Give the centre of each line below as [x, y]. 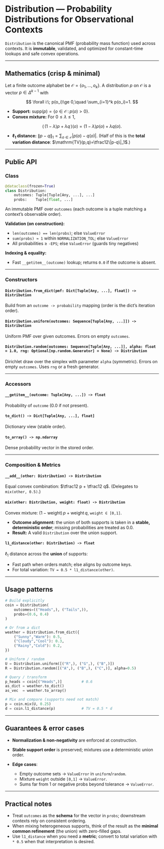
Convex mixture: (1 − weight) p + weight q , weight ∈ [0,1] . [63, 513]
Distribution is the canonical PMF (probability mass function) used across [80, 43]
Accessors [18, 384]
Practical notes [29, 804]
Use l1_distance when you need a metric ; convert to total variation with [85, 836]
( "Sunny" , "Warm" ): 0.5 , [38, 637]
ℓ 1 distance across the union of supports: [46, 554]
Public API [21, 162]
